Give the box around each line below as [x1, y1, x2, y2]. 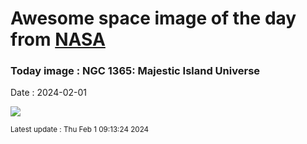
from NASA [10, 28, 106, 51]
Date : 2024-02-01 [10, 87, 87, 99]
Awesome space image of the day [10, 7, 297, 30]
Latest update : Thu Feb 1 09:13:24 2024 [10, 125, 150, 135]
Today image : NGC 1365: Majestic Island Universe [10, 64, 261, 78]
